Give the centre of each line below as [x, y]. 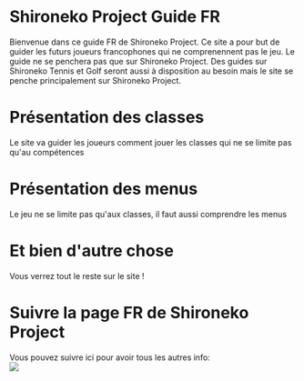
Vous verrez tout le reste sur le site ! [77, 276]
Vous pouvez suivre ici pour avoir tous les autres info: [110, 357]
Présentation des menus [104, 189]
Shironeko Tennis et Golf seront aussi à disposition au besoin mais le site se [152, 71]
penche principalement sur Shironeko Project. [96, 80]
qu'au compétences [47, 152]
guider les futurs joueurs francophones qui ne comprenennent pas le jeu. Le [152, 51]
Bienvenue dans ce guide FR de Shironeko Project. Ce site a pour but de [145, 42]
